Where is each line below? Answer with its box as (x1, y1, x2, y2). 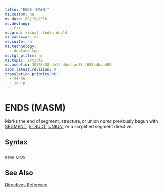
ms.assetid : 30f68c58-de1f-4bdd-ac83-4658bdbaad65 (5, 62, 112, 67)
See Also (5, 168, 33, 177)
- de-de (9, 76, 26, 81)
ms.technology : (5, 44, 37, 49)
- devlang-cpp (9, 48, 39, 53)
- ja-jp (9, 80, 26, 85)
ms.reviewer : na (5, 35, 39, 40)
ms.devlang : (5, 21, 30, 26)
